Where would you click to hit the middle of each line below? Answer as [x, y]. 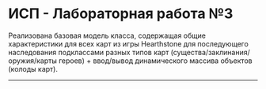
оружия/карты [32, 61]
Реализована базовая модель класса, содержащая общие [107, 35]
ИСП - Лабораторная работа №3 [121, 14]
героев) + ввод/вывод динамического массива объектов [155, 61]
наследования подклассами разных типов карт [89, 52]
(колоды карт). [33, 69]
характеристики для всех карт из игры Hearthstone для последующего [129, 43]
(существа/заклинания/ [211, 52]
